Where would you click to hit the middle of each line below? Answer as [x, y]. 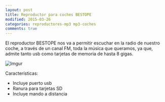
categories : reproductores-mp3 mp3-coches [51, 24]
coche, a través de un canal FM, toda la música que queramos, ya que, [79, 48]
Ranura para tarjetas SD [37, 88]
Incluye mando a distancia [40, 94]
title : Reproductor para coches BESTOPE [49, 15]
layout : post [19, 10]
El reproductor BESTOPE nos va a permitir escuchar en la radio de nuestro [83, 43]
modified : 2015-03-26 [28, 19]
